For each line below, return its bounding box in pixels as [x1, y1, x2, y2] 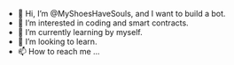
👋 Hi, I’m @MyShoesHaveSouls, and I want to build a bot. [17, 9, 226, 18]
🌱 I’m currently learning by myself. [17, 27, 144, 37]
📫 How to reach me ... [17, 47, 100, 56]
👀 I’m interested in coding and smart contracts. [17, 18, 189, 28]
